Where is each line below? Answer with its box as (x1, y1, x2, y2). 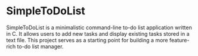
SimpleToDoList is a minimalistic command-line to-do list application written (6, 24, 192, 31)
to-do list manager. (17, 43, 64, 50)
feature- (169, 36, 190, 43)
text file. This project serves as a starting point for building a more (6, 36, 168, 43)
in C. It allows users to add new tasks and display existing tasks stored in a (6, 30, 190, 37)
